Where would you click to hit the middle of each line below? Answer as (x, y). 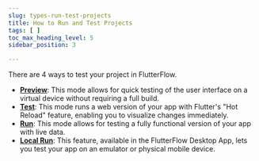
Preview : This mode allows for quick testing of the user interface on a (133, 90)
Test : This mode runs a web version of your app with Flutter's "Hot (129, 107)
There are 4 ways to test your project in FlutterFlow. (93, 75)
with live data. (42, 132)
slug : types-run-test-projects (60, 15)
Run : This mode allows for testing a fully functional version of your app (135, 124)
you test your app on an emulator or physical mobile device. (117, 149)
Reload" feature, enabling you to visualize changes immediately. (124, 115)
